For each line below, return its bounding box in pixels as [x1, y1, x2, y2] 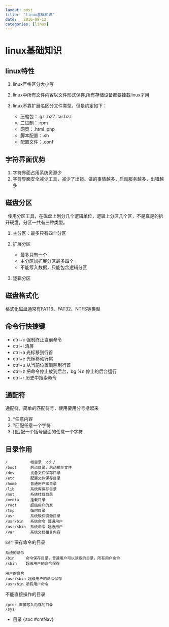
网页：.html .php [20, 126, 55, 132]
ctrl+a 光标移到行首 [12, 349, 53, 355]
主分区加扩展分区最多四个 [20, 258, 74, 264]
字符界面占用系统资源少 [12, 169, 62, 176]
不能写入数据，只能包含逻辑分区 [20, 264, 87, 270]
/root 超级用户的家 [5, 503, 53, 508]
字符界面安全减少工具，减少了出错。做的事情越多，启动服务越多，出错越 [12, 176, 164, 182]
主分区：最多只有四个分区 [12, 230, 66, 236]
